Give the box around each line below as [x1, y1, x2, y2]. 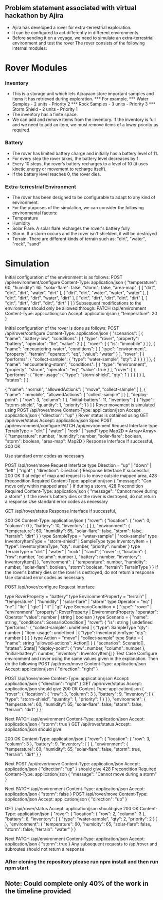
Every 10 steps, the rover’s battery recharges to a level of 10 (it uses [12, 160, 148, 166]
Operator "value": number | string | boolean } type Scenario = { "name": [5, 614, 149, 620]
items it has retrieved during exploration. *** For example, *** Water [12, 96, 149, 102]
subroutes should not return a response [5, 846, 85, 852]
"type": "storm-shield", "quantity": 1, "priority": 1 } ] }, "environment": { [5, 696, 146, 702]
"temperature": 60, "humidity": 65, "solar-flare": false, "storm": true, [5, 746, 141, 752]
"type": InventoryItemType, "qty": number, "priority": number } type [5, 543, 140, 549]
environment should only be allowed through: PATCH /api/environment [5, 305, 146, 311]
